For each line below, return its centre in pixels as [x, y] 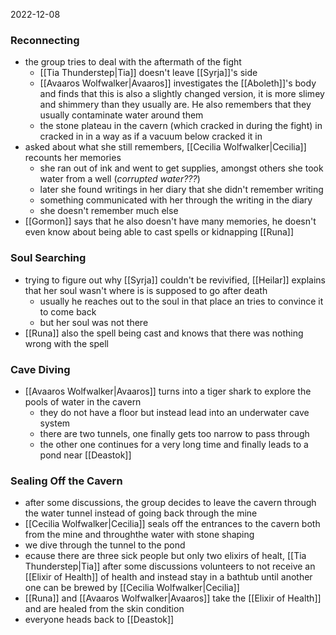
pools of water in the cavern [83, 401]
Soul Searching [48, 258]
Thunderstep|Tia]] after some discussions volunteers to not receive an [170, 566]
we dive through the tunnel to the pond [105, 545]
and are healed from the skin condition [104, 609]
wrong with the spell [66, 343]
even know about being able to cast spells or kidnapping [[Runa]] [159, 232]
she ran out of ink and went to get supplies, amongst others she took [181, 168]
